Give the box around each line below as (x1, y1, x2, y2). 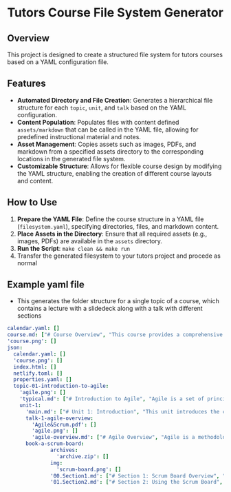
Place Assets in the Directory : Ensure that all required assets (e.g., (16, 229, 208, 238)
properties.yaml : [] (13, 376, 72, 383)
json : (7, 345, 23, 351)
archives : (50, 447, 78, 454)
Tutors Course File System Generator (7, 5, 223, 21)
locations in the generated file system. (16, 154, 126, 163)
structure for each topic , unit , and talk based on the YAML (16, 103, 187, 112)
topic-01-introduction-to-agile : (13, 382, 109, 390)
